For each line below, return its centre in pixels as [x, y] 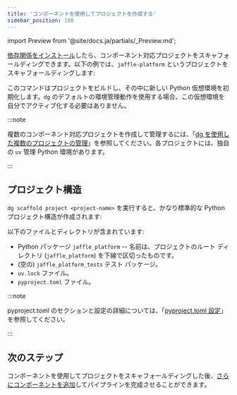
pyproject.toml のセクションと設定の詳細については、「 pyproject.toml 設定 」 [117, 310]
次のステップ [35, 357]
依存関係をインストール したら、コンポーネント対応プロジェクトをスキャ [112, 55]
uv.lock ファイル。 [45, 273]
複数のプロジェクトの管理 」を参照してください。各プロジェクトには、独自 [121, 142]
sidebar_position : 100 [41, 20]
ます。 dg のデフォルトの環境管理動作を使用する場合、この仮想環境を [125, 97]
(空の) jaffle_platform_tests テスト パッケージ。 [90, 265]
